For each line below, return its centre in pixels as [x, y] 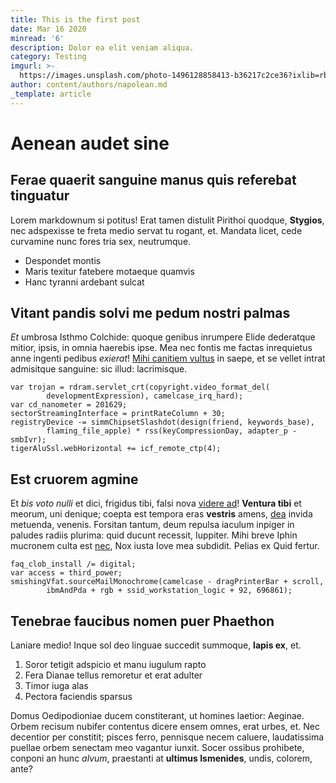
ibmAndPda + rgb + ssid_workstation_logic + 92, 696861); [169, 591]
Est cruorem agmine [74, 479]
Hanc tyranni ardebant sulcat [84, 282]
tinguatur [40, 196]
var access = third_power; [66, 573]
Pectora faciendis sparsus [78, 697]
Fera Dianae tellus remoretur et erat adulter [113, 675]
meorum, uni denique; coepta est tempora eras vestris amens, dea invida [161, 514]
